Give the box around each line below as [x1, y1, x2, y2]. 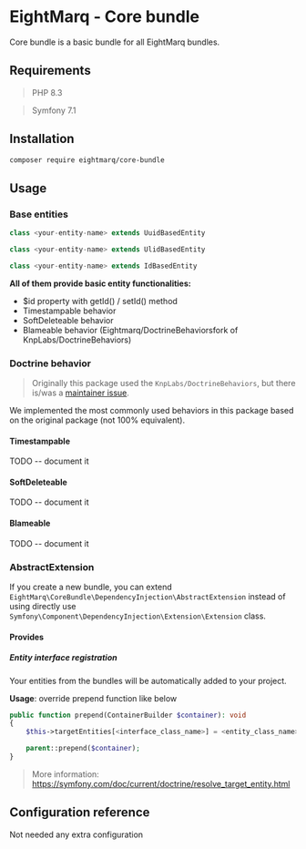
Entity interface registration [9, 652, 117, 663]
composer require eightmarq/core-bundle [9, 155, 166, 165]
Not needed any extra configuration [9, 829, 144, 840]
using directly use [9, 600, 76, 611]
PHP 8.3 [31, 87, 63, 97]
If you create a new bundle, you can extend [9, 581, 173, 592]
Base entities [9, 208, 68, 220]
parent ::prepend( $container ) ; [25, 744, 141, 753]
